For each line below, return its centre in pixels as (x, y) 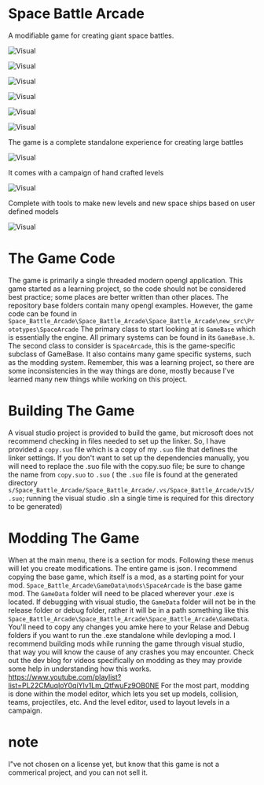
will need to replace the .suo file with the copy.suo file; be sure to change (126, 466)
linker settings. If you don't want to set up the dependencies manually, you (129, 458)
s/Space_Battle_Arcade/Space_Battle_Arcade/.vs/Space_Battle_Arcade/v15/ (132, 490)
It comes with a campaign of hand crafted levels (86, 172)
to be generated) (35, 506)
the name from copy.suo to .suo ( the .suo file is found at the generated (123, 474)
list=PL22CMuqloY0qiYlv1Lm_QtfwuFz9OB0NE (84, 685)
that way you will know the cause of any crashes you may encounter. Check (131, 652)
